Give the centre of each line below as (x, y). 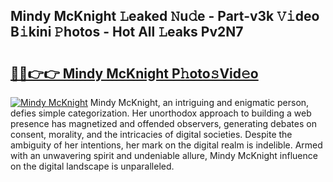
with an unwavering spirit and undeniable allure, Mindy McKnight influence (164, 155)
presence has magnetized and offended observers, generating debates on (163, 123)
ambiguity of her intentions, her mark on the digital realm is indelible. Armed (166, 145)
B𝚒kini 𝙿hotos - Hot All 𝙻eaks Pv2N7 (127, 32)
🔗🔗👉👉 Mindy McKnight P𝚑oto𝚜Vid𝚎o (134, 73)
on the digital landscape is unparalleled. (92, 166)
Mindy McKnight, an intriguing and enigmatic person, (199, 102)
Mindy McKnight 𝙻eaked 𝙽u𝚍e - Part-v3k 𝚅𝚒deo (165, 16)
